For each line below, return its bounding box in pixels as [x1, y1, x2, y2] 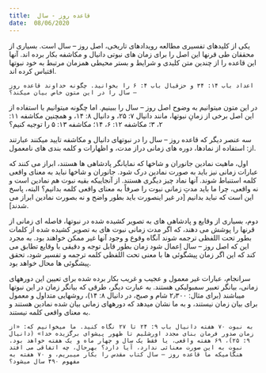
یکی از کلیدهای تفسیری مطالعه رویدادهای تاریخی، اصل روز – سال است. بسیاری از [9, 40, 250, 50]
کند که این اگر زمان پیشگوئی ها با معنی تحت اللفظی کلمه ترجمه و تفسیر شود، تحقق [9, 249, 256, 259]
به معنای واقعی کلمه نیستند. [9, 307, 90, 317]
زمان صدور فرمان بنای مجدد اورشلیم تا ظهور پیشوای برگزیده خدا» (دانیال [9, 329, 254, 337]
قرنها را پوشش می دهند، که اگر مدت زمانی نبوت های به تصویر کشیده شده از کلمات [9, 224, 256, 234]
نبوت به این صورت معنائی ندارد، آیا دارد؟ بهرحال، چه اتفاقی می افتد [9, 343, 244, 352]
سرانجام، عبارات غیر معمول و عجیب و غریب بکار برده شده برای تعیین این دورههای [9, 273, 251, 283]
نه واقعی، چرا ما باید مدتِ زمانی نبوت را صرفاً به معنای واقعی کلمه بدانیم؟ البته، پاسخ [9, 183, 259, 193]
